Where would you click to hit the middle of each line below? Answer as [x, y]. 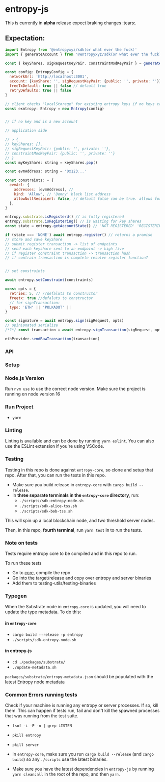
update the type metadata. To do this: [43, 612]
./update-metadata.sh [34, 667]
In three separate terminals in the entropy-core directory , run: [76, 495]
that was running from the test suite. [42, 716]
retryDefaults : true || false [40, 90]
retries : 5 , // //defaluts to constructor [54, 293]
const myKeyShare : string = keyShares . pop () [51, 162]
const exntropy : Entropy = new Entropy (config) [55, 109]
